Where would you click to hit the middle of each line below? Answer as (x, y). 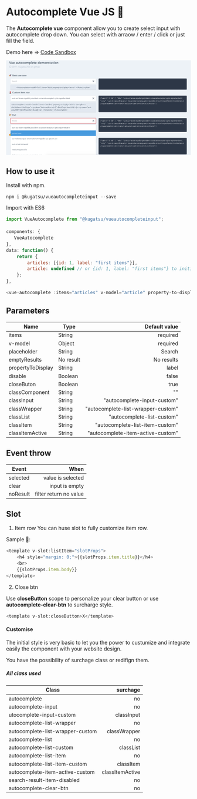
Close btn (26, 587)
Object (66, 343)
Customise (20, 629)
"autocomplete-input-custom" (141, 400)
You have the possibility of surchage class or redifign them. (78, 660)
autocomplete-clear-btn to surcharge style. (60, 605)
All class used (23, 673)
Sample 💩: (18, 540)
